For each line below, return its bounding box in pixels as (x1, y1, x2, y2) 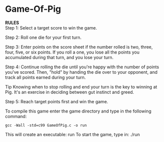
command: (5, 113, 27, 119)
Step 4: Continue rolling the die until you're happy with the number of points (5, 64, 159, 70)
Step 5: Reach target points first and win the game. (5, 98, 108, 104)
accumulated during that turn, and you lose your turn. (5, 54, 114, 60)
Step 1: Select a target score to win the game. (5, 25, 98, 30)
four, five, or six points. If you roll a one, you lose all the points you (5, 49, 140, 55)
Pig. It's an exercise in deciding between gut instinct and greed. (5, 89, 134, 95)
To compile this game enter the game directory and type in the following (5, 108, 152, 114)
